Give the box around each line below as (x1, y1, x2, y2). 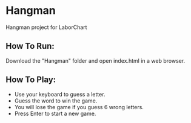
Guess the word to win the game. (14, 97, 98, 104)
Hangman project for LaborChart (5, 24, 87, 31)
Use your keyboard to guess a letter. (14, 90, 106, 98)
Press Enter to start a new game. (14, 110, 96, 117)
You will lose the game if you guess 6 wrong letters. (14, 103, 144, 110)
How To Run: (5, 41, 55, 51)
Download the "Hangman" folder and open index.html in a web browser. (5, 57, 186, 64)
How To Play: (5, 75, 56, 85)
